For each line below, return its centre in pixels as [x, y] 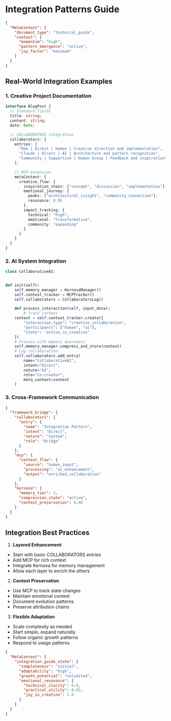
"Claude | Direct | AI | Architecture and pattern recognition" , [89, 154]
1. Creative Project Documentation [48, 96]
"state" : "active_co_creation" [57, 332]
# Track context [41, 313]
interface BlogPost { [28, 106]
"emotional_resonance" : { [46, 681]
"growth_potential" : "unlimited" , [55, 676]
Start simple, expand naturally [44, 632]
